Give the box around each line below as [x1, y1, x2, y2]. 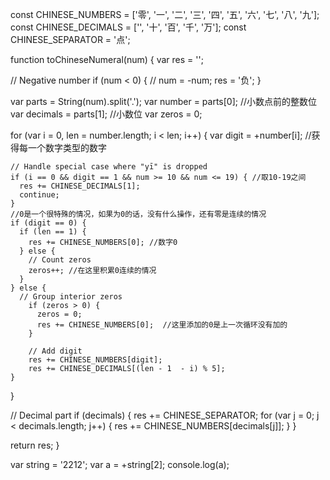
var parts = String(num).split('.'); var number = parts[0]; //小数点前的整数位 [10, 96, 318, 107]
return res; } [10, 439, 60, 451]
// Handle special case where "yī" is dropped [10, 162, 208, 172]
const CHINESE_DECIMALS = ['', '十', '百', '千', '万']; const [10, 21, 247, 33]
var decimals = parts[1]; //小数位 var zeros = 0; [10, 108, 203, 120]
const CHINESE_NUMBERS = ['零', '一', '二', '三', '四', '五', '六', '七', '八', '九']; [10, 9, 320, 20]
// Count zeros [28, 255, 92, 265]
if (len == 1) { [19, 227, 87, 237]
